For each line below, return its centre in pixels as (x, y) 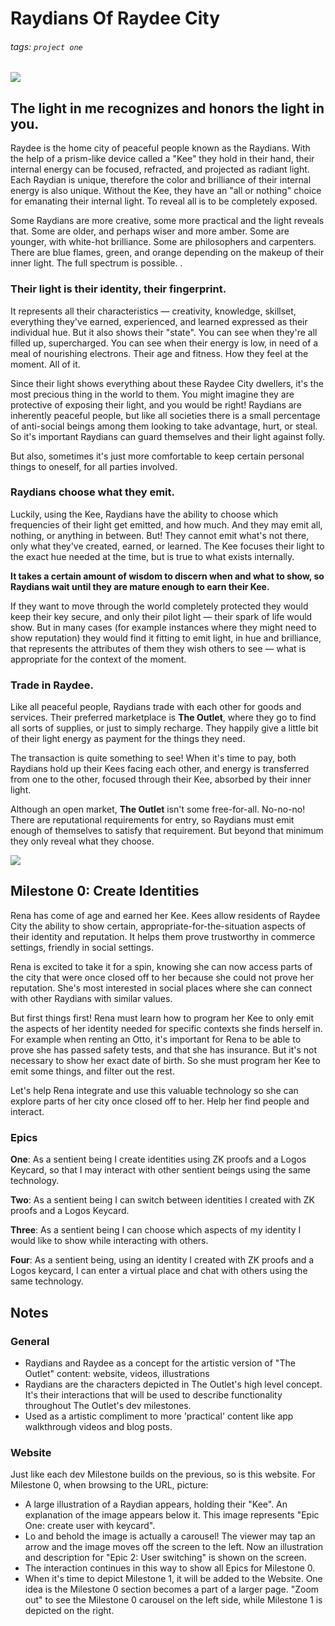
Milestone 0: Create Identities (105, 891)
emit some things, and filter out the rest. (92, 1071)
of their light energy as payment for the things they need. (128, 739)
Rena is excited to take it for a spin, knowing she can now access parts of (161, 966)
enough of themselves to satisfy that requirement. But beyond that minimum (167, 831)
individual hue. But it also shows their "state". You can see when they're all (164, 332)
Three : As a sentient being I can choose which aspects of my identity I (156, 1230)
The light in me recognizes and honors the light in (167, 108)
